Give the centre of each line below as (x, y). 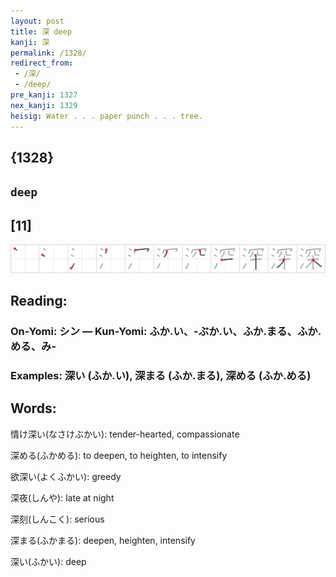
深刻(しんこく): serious (57, 519)
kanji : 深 (30, 42)
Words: (33, 408)
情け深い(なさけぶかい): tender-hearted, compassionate (125, 434)
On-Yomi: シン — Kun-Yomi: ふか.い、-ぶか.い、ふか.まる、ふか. (166, 332)
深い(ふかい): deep (48, 561)
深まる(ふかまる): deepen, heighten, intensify (103, 540)
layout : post (37, 21)
